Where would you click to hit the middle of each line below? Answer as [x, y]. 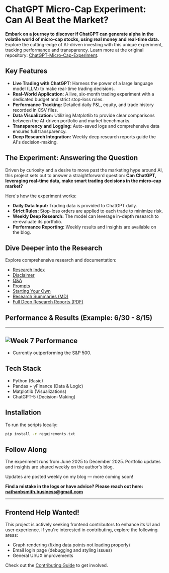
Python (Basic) [28, 380]
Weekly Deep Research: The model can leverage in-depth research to [86, 216]
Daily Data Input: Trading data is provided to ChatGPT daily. [75, 205]
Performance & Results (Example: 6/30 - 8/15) [79, 318]
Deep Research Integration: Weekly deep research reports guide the [84, 136]
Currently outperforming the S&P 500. [52, 353]
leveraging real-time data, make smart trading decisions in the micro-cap [83, 181]
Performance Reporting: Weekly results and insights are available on [84, 227]
